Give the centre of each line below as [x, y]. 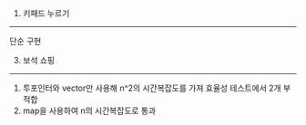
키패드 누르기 [46, 13]
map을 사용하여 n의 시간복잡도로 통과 [89, 111]
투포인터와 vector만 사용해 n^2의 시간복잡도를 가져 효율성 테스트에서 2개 [152, 88]
